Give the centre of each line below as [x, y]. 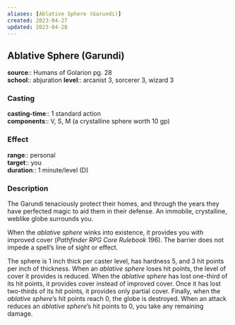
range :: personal [31, 155]
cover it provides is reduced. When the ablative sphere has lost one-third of [117, 276]
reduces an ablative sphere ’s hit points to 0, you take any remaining [106, 306]
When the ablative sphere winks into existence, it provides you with [106, 232]
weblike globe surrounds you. [50, 219]
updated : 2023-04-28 [38, 27]
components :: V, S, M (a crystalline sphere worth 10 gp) [89, 122]
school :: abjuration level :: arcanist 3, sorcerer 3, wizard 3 [91, 80]
